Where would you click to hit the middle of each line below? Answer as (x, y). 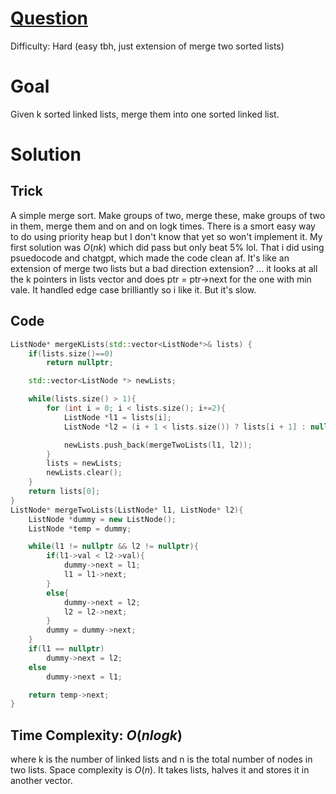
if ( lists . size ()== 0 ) (71, 353)
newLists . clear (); (84, 473)
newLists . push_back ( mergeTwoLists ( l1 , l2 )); (158, 445)
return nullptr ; (80, 363)
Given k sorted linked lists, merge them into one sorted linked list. (145, 114)
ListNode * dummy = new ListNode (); (102, 519)
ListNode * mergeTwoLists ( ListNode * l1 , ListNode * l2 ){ (127, 510)
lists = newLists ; (84, 463)
